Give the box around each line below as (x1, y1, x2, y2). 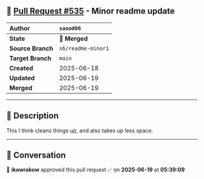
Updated (9, 73, 35, 82)
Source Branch (9, 44, 53, 52)
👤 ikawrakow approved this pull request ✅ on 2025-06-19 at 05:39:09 (6, 166, 185, 174)
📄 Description (6, 110, 59, 121)
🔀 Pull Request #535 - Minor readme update (6, 6, 175, 16)
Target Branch (9, 54, 52, 62)
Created (9, 64, 33, 72)
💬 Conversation (6, 150, 66, 161)
